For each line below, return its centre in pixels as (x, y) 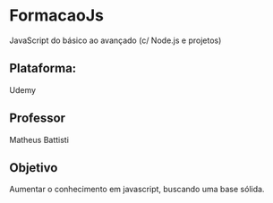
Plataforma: (43, 68)
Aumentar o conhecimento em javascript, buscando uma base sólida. (137, 190)
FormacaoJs (57, 16)
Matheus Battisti (39, 140)
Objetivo (34, 168)
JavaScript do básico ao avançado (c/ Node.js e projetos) (115, 40)
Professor (37, 118)
